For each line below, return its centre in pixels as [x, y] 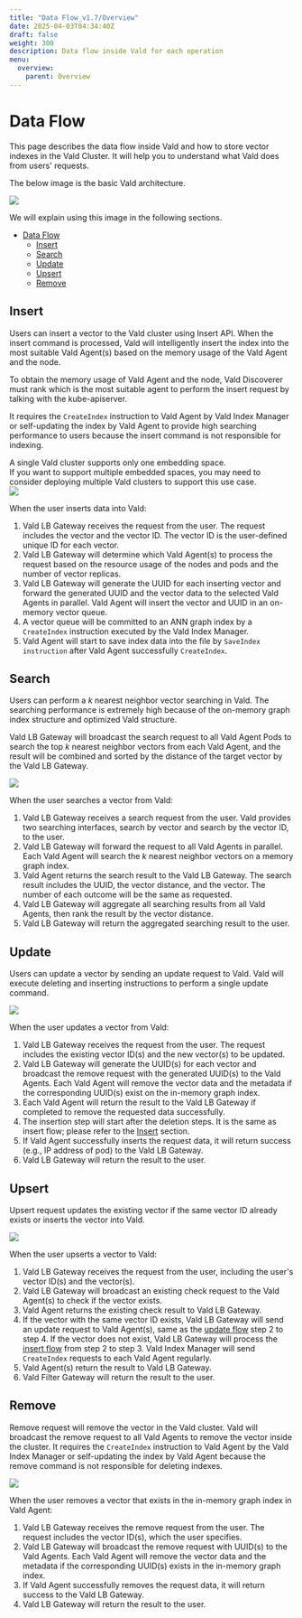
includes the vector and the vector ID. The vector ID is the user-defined [155, 535]
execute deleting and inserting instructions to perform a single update [139, 983]
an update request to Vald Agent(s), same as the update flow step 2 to [153, 1329]
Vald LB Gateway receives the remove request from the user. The [143, 1527]
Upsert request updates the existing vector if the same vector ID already [143, 1210]
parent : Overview [58, 77]
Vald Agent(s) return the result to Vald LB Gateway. [117, 1367]
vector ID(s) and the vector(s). [78, 1281]
